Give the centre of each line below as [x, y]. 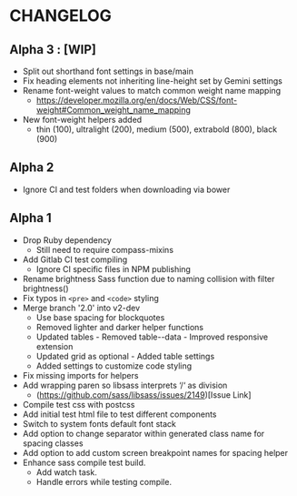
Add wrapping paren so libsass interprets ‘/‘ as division [125, 385]
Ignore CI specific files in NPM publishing [113, 268]
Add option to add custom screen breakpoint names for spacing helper [155, 452]
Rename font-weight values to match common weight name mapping [152, 91]
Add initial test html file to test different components [119, 414]
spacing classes [53, 443]
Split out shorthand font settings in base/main [108, 71]
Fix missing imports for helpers [80, 375]
